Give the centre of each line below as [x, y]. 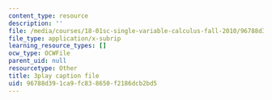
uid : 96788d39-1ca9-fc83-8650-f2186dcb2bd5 [83, 83]
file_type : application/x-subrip [65, 38]
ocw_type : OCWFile [39, 53]
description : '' [36, 23]
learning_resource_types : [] [57, 46]
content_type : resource [49, 16]
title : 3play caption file [54, 76]
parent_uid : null [38, 61]
